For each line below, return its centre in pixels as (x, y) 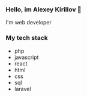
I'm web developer (29, 23)
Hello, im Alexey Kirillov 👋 (43, 10)
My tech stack (27, 38)
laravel (22, 89)
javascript (26, 57)
